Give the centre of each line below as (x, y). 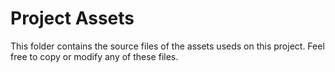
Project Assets (72, 18)
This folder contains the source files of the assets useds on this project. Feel (167, 46)
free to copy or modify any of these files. (94, 56)
